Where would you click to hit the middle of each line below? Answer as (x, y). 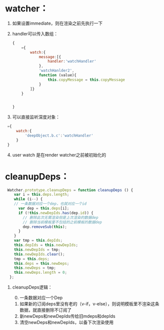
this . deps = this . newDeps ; (42, 263)
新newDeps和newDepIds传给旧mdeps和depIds (67, 316)
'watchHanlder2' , (57, 71)
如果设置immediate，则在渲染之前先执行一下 (57, 23)
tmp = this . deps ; (32, 259)
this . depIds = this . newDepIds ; (46, 245)
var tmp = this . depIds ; (38, 241)
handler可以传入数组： (35, 34)
